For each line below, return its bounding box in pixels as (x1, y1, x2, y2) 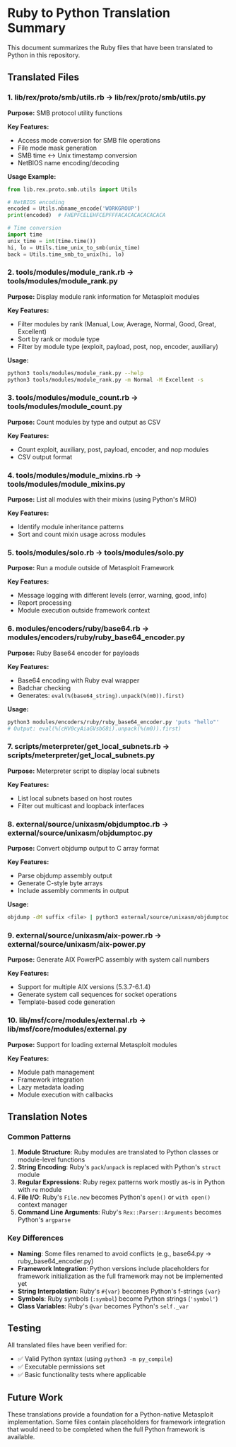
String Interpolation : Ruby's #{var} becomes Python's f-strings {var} (17, 1287, 221, 1295)
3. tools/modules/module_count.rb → (7, 393, 138, 403)
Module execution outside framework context (17, 606, 151, 615)
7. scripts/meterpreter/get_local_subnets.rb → (7, 742, 170, 752)
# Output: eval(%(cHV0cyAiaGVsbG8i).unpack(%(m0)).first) (7, 725, 182, 732)
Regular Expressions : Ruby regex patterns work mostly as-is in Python (17, 1178, 225, 1186)
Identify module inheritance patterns (17, 523, 124, 531)
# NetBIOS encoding (7, 199, 65, 206)
